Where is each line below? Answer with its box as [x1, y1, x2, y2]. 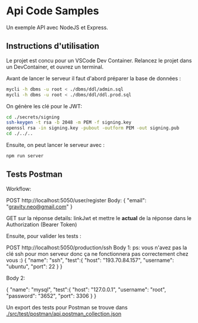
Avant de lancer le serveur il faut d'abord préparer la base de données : [6, 74, 181, 81]
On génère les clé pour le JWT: [6, 102, 82, 109]
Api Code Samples [6, 4, 99, 18]
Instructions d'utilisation [6, 41, 99, 51]
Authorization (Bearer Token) [6, 221, 77, 228]
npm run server [6, 153, 44, 159]
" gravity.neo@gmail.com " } [6, 203, 73, 210]
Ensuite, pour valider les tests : [6, 232, 81, 239]
